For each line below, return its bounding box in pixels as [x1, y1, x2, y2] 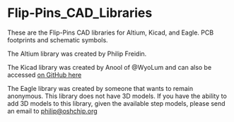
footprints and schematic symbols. [7, 35, 108, 44]
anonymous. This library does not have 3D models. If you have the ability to [7, 92, 228, 100]
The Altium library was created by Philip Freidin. [7, 49, 147, 58]
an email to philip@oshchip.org [7, 106, 98, 115]
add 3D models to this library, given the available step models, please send [7, 99, 226, 107]
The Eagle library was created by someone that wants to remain [7, 84, 193, 92]
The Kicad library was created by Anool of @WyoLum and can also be [7, 63, 212, 71]
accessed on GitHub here [7, 71, 82, 79]
